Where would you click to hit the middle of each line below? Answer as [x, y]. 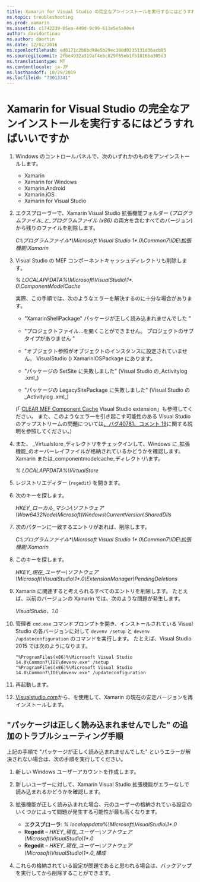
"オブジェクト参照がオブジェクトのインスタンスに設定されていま [103, 351]
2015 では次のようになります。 [53, 646]
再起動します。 [34, 685]
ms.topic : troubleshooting [40, 17]
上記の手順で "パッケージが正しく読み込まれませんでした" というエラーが [96, 751]
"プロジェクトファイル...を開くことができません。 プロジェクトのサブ [109, 331]
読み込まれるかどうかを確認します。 [59, 791]
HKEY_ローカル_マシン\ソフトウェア [60, 508]
